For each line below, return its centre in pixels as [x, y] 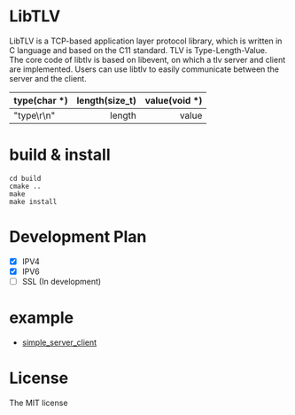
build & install [60, 155]
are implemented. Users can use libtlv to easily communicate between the [144, 69]
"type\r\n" [35, 115]
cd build [25, 178]
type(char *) [41, 100]
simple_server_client [59, 342]
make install [33, 201]
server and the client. [48, 78]
